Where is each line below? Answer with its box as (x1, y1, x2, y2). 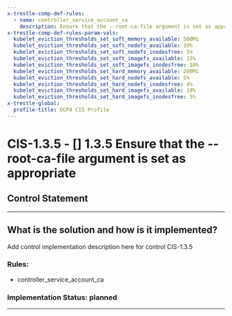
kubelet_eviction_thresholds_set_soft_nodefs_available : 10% (13, 42, 193, 49)
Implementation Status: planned (7, 293, 117, 302)
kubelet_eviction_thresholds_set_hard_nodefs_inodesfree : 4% (13, 81, 193, 88)
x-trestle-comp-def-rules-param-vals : (7, 29, 119, 37)
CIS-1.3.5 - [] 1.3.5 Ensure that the (7, 136, 205, 152)
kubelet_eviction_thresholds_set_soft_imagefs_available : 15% (13, 55, 196, 62)
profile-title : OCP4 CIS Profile (13, 106, 110, 113)
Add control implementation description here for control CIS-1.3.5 (7, 242, 193, 250)
